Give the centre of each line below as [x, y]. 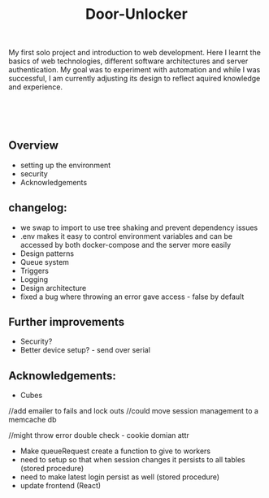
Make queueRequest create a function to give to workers [115, 451]
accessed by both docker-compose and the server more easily [126, 245]
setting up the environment [65, 165]
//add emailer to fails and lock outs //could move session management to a [133, 411]
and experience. [36, 87]
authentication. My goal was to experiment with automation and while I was [134, 69]
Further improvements [66, 322]
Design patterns [47, 253]
